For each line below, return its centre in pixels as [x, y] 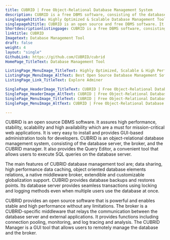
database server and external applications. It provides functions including [82, 217]
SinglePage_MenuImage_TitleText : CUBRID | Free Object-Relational [77, 99]
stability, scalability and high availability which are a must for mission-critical [85, 127]
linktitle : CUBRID [25, 33]
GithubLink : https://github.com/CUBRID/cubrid [55, 57]
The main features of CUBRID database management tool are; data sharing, [84, 164]
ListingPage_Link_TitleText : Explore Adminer [54, 80]
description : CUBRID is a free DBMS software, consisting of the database [86, 15]
